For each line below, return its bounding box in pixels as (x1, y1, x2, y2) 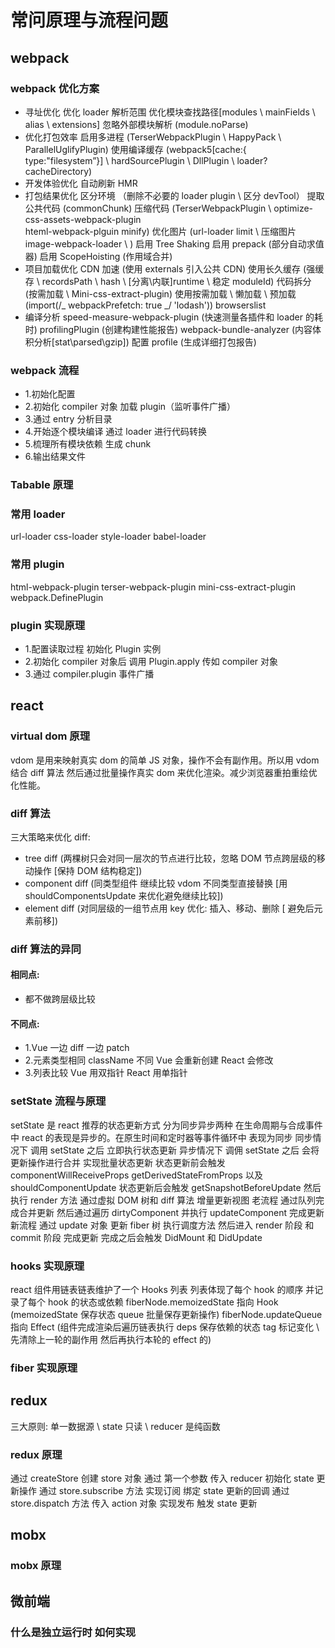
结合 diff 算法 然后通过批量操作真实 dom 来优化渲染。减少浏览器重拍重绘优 (10, 766, 318, 778)
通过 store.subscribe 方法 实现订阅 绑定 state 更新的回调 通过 (38, 1484, 290, 1496)
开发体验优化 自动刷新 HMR (24, 177, 138, 189)
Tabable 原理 (10, 478, 74, 492)
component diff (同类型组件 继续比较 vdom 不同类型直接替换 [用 (24, 877, 288, 889)
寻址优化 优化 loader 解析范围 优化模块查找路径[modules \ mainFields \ (24, 106, 316, 118)
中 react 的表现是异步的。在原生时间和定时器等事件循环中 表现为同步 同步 (10, 1131, 313, 1143)
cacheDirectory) (24, 165, 93, 177)
